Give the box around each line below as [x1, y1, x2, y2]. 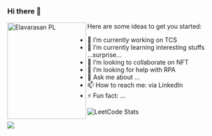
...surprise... [87, 50, 122, 59]
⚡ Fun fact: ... [87, 91, 126, 100]
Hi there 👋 [7, 6, 42, 16]
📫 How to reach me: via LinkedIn [87, 81, 183, 90]
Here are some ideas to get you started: [87, 22, 202, 31]
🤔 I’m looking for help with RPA [87, 66, 176, 74]
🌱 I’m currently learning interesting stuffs [87, 43, 205, 52]
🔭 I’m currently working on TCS [87, 36, 177, 44]
